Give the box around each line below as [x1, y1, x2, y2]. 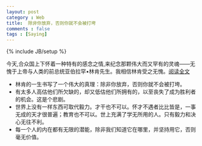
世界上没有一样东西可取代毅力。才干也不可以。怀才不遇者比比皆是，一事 [15, 103, 196, 110]
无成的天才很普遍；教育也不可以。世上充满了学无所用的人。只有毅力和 [15, 111, 191, 118]
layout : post [6, 8, 39, 15]
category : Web [6, 14, 45, 21]
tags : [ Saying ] [6, 31, 47, 37]
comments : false [6, 25, 50, 32]
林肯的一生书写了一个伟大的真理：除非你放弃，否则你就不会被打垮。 [15, 81, 186, 88]
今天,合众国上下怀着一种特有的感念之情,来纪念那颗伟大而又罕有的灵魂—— [6, 60, 190, 68]
